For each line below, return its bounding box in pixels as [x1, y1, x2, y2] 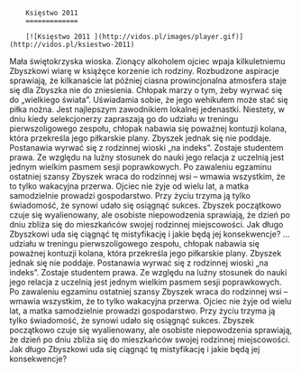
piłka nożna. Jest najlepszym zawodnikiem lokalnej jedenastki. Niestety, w [9, 104, 286, 115]
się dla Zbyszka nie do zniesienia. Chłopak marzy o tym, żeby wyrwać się [9, 85, 283, 95]
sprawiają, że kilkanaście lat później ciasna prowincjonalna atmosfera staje [9, 75, 287, 86]
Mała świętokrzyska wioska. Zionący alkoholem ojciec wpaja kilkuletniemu [9, 56, 286, 67]
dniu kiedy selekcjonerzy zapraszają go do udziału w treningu [9, 114, 239, 124]
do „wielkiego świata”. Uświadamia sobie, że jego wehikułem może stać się [9, 95, 288, 105]
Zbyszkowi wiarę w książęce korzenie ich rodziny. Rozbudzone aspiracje [9, 66, 279, 76]
